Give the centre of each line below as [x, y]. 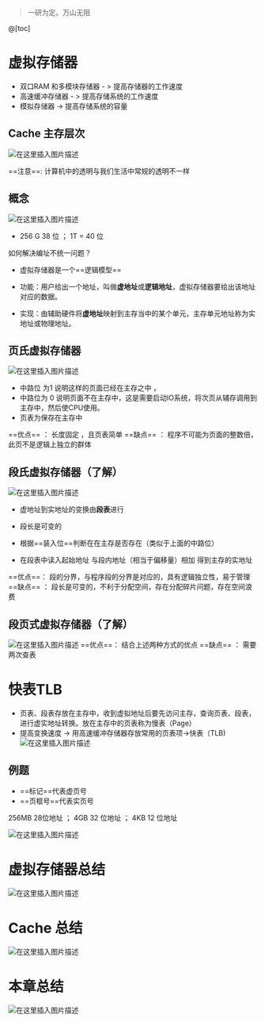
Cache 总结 [45, 928]
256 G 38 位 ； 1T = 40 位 [62, 236]
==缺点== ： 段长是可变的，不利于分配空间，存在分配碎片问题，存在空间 [127, 587]
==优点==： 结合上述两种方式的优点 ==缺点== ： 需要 [168, 645]
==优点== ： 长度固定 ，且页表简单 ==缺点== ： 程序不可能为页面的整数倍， [133, 435]
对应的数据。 [40, 296]
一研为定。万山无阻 [59, 12]
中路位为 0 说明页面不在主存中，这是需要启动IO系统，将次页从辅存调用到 [138, 398]
